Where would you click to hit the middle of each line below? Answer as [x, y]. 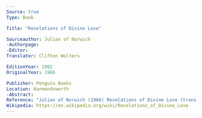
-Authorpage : [23, 45]
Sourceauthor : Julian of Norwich [49, 39]
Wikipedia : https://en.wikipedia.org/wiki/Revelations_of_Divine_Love [97, 106]
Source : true [23, 12]
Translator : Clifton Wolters [43, 56]
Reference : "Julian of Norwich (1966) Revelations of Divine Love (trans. [103, 100]
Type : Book [20, 17]
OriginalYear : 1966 [31, 72]
